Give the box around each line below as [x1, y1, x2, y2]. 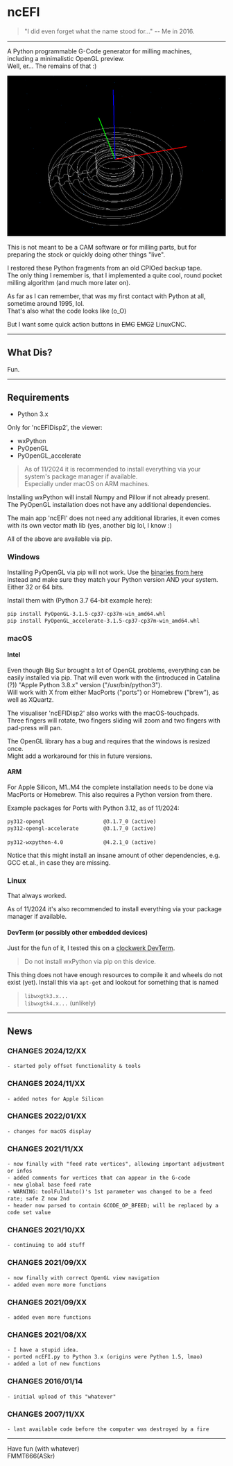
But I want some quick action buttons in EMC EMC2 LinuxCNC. [7, 320, 187, 328]
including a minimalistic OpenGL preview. [7, 54, 125, 62]
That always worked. [7, 892, 67, 900]
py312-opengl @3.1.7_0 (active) [7, 818, 157, 825]
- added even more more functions [7, 1281, 107, 1288]
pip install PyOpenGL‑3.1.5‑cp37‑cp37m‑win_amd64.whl [7, 610, 166, 617]
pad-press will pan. [7, 723, 62, 732]
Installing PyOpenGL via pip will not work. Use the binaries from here [7, 568, 204, 576]
